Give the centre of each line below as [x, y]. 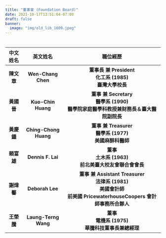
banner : [13, 24]
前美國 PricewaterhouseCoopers [106, 196]
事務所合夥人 [114, 204]
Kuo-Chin [43, 102]
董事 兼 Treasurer [112, 126]
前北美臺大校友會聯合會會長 [112, 165]
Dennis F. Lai [43, 157]
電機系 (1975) [112, 221]
